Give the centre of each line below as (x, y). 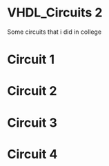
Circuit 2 (32, 91)
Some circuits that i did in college (54, 32)
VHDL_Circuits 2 (55, 13)
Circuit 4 (32, 154)
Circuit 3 (32, 123)
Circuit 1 (31, 60)
